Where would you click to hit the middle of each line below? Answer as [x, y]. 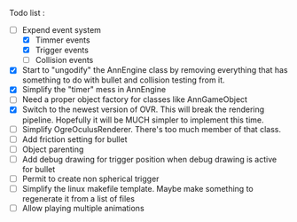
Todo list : [27, 13]
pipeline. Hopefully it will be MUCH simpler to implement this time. [143, 120]
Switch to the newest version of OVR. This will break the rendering [143, 109]
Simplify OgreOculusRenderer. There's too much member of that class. [152, 129]
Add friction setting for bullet [74, 139]
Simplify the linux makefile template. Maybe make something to [138, 188]
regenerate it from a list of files [78, 198]
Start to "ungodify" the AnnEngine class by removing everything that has [155, 70]
